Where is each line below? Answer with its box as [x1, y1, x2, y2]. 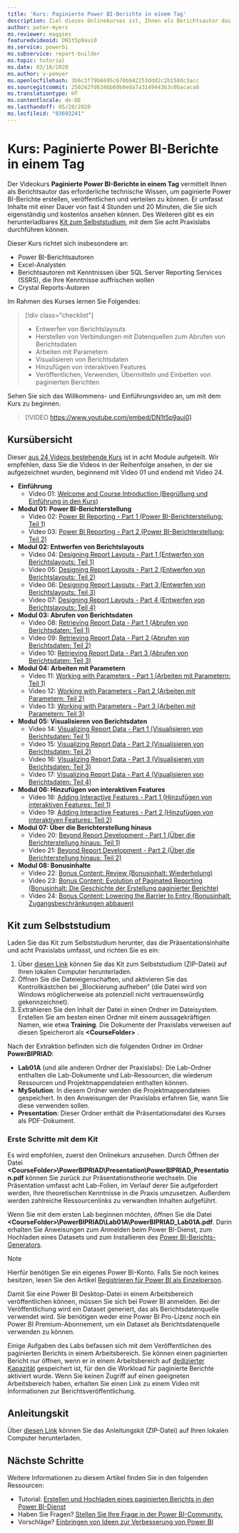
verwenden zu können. [7, 1327, 75, 1336]
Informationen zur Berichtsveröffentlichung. [7, 1387, 136, 1395]
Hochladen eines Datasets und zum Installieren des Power [7, 1232, 179, 1241]
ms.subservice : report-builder [7, 51, 101, 58]
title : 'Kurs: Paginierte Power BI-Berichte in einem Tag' [7, 10, 187, 18]
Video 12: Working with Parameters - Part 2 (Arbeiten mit [28, 686, 196, 695]
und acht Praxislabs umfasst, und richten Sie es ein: [7, 946, 160, 955]
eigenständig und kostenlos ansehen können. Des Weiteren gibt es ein [7, 210, 215, 218]
